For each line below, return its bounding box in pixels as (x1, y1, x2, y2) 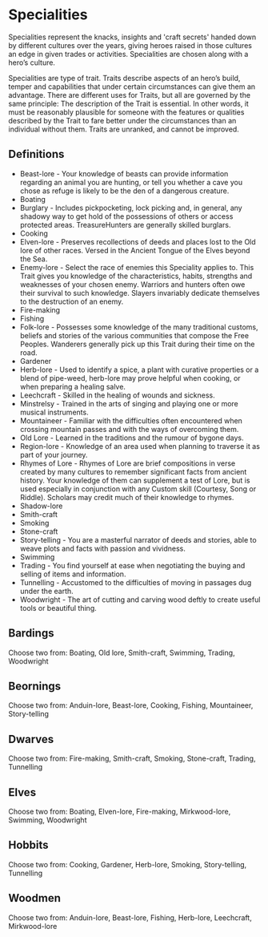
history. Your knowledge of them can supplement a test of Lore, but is (19, 475, 250, 485)
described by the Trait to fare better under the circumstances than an (8, 115, 237, 125)
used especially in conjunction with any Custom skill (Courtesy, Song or (19, 483, 257, 494)
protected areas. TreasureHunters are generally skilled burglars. (19, 220, 231, 229)
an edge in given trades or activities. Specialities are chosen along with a (8, 49, 249, 59)
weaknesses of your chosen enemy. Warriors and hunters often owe (19, 279, 246, 289)
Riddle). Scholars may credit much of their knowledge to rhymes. (19, 492, 234, 502)
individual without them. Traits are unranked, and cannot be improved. (8, 124, 240, 134)
